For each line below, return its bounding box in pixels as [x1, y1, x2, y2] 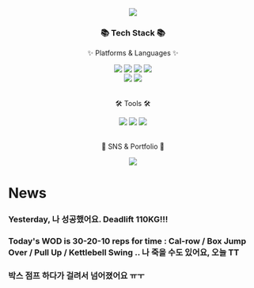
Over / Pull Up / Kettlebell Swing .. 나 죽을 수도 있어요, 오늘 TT [8, 247, 240, 258]
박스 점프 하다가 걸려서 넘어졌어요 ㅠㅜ [8, 271, 145, 282]
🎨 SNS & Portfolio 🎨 [101, 142, 165, 151]
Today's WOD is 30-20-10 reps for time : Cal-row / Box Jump [8, 236, 247, 247]
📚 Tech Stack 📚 [100, 27, 166, 38]
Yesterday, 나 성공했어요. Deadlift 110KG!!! [8, 214, 169, 225]
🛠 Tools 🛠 [115, 99, 151, 108]
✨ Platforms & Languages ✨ [87, 48, 179, 58]
